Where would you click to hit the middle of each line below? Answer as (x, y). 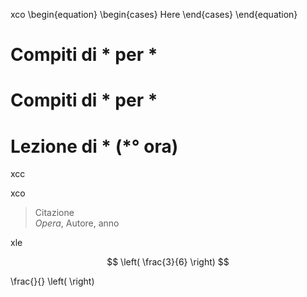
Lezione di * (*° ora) (94, 146)
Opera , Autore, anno (77, 223)
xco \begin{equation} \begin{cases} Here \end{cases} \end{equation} (154, 14)
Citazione (54, 213)
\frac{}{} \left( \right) (52, 281)
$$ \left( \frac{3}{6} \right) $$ (168, 262)
